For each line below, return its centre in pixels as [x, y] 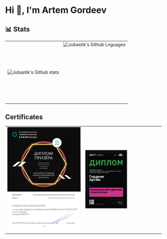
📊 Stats [18, 29]
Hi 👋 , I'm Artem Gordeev [56, 10]
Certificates [24, 117]
